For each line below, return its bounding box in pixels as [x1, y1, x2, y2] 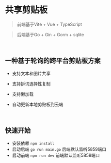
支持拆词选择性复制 [12, 81, 51, 86]
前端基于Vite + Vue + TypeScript [16, 21, 82, 27]
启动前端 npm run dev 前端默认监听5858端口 [12, 152, 100, 158]
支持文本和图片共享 [12, 70, 51, 76]
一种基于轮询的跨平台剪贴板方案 [5, 57, 101, 65]
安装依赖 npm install [12, 140, 55, 146]
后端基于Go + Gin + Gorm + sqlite [16, 32, 84, 37]
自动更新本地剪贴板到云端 [12, 101, 63, 107]
